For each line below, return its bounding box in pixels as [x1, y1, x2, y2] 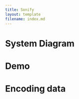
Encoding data [5, 83, 66, 94]
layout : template [5, 12, 41, 17]
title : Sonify [5, 7, 35, 12]
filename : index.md [5, 16, 45, 21]
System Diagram [5, 38, 75, 49]
